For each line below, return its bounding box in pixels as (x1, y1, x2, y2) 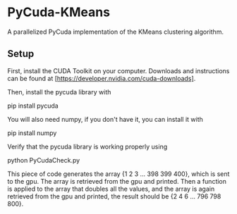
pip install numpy (7, 128, 57, 137)
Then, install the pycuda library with (7, 87, 111, 96)
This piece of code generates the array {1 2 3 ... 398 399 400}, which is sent (7, 170, 230, 178)
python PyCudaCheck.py (7, 156, 80, 164)
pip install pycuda (7, 101, 59, 110)
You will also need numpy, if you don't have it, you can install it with (7, 115, 203, 123)
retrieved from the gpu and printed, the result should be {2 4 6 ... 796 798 (7, 191, 221, 201)
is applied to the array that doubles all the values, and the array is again (7, 184, 215, 193)
